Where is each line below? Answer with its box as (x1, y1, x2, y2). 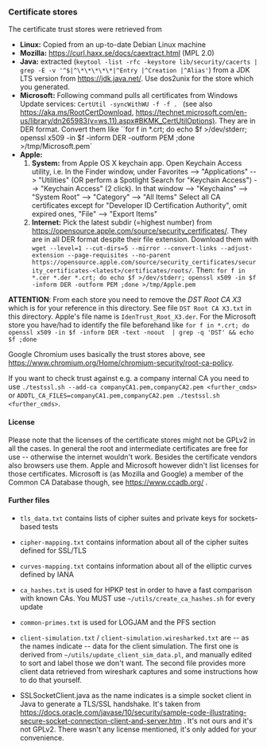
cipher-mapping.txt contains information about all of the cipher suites (19, 537, 249, 547)
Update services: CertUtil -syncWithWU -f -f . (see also (19, 99, 213, 109)
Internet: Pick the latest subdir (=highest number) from (31, 218, 212, 227)
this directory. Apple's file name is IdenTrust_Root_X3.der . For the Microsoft (8, 312, 257, 321)
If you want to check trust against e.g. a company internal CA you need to (8, 374, 250, 383)
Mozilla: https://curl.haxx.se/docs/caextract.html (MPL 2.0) (19, 49, 215, 58)
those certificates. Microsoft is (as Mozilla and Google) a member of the (8, 469, 244, 478)
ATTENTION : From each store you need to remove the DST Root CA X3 (8, 295, 242, 304)
